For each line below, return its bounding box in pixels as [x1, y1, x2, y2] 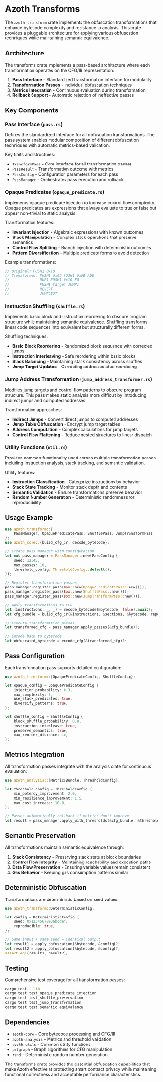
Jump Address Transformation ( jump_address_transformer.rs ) [5, 376, 153, 383]
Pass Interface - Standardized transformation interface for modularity [12, 76, 152, 82]
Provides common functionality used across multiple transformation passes [5, 455, 156, 460]
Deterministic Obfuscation [5, 883, 87, 892]
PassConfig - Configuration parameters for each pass [12, 171, 119, 177]
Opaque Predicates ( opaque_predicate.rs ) [5, 189, 105, 196]
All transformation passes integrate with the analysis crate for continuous [5, 763, 151, 770]
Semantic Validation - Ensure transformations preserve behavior [12, 489, 142, 495]
